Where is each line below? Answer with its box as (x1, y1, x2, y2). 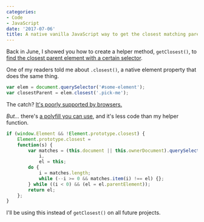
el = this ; (38, 158, 67, 165)
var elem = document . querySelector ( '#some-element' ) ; (6, 84, 146, 91)
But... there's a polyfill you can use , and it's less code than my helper (6, 113, 179, 120)
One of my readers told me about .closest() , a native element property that (6, 66, 196, 73)
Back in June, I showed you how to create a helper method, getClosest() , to (6, 48, 197, 55)
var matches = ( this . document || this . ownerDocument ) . (28, 148, 170, 154)
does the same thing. (6, 73, 59, 80)
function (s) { (17, 142, 53, 148)
